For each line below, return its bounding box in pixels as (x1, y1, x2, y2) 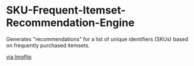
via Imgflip (6, 53, 32, 60)
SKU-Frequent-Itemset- (6, 4, 126, 17)
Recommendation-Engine (6, 16, 135, 29)
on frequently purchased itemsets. (6, 42, 90, 49)
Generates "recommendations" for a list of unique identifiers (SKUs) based (6, 35, 189, 42)
